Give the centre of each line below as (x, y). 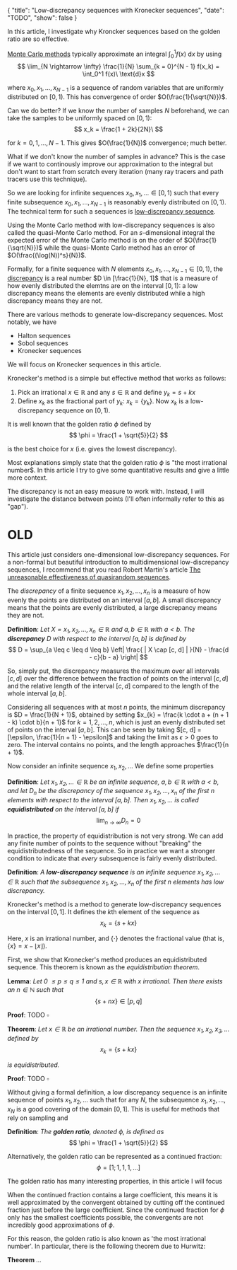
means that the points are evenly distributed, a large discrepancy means (112, 607)
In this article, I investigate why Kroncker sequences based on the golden (114, 31)
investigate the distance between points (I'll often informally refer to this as (116, 499)
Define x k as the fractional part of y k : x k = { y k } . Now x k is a (103, 402)
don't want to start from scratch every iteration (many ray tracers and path (115, 172)
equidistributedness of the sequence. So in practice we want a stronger (111, 850)
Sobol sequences (43, 343)
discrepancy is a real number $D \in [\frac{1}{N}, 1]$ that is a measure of (113, 278)
